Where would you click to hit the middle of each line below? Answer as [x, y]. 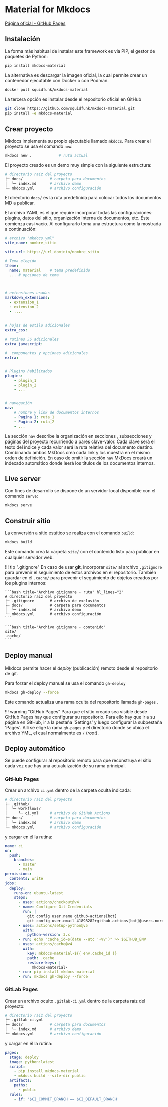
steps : [21, 898]
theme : [12, 265]
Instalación [23, 39]
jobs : [11, 883]
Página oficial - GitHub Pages [35, 23]
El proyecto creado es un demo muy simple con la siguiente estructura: [78, 165]
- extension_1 [24, 302]
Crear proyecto [29, 129]
